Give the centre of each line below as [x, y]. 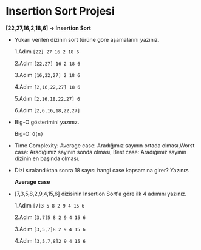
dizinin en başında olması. [47, 158]
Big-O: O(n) [29, 133]
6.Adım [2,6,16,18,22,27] [47, 110]
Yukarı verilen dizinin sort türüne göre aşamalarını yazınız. [87, 39]
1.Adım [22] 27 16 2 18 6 [47, 51]
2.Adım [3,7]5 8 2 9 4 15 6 [50, 217]
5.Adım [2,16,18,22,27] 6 [47, 98]
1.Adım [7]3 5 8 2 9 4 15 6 [49, 205]
